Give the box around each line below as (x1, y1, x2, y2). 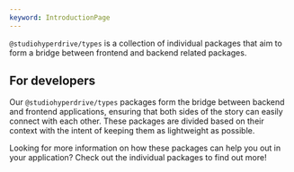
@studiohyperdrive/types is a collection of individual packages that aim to (9, 38, 283, 48)
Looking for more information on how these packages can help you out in (9, 142, 281, 153)
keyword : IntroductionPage (9, 13, 111, 22)
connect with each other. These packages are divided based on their (9, 116, 264, 126)
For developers (9, 73, 96, 89)
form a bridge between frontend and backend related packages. (9, 47, 247, 58)
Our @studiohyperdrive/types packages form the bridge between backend (9, 97, 285, 107)
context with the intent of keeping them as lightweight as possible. (9, 125, 255, 136)
